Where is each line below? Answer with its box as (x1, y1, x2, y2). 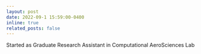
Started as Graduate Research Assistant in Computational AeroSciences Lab (6, 42, 195, 49)
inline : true (6, 20, 39, 26)
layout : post (6, 8, 39, 15)
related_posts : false (6, 25, 61, 31)
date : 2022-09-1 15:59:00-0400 (6, 14, 85, 20)
